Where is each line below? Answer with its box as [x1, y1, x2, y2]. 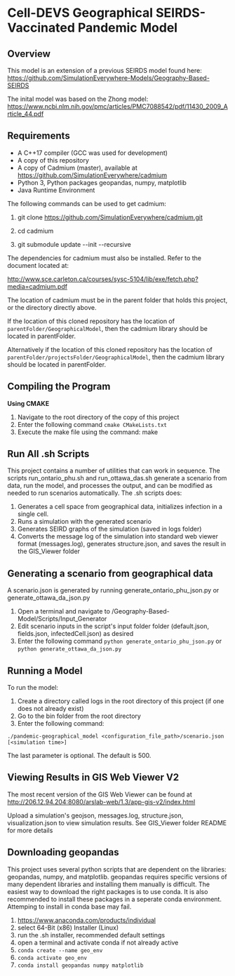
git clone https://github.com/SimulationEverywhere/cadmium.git [17, 212, 203, 222]
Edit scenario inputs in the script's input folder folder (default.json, [17, 622, 209, 630]
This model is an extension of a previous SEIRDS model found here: [7, 67, 202, 74]
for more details [7, 826, 53, 834]
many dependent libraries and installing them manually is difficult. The [7, 880, 210, 888]
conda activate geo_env [17, 954, 88, 961]
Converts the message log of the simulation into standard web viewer [17, 532, 219, 541]
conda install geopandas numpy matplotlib [17, 962, 144, 969]
